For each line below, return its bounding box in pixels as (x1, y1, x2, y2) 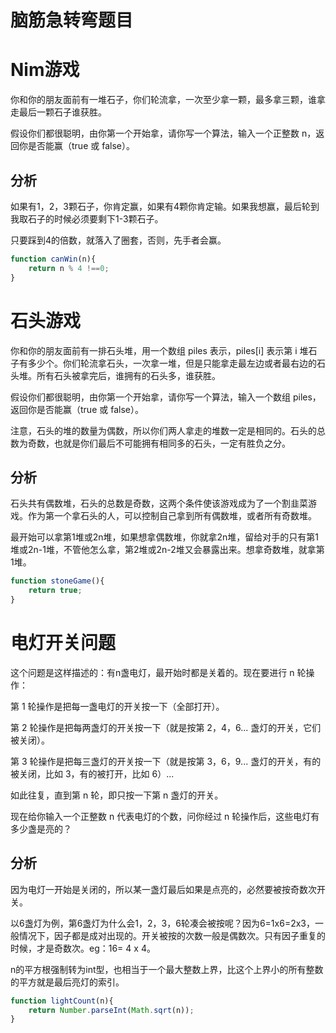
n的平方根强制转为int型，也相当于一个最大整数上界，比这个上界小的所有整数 (10, 963, 324, 975)
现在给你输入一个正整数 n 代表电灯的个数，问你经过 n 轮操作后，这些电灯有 (10, 810, 320, 822)
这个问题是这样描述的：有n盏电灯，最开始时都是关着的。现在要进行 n (10, 666, 295, 678)
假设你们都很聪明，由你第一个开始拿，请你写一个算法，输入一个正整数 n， (10, 127, 317, 140)
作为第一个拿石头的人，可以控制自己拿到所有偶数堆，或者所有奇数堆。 (27, 510, 317, 522)
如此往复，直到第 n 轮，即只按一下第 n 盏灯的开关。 (10, 789, 224, 801)
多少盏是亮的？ (10, 822, 72, 835)
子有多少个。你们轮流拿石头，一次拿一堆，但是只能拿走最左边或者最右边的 (10, 357, 317, 369)
